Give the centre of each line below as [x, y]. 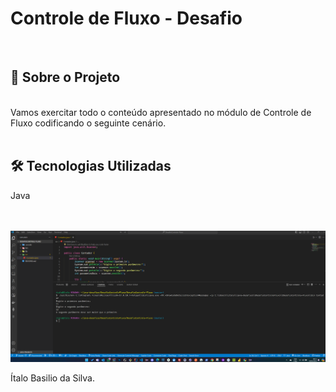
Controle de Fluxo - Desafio [126, 18]
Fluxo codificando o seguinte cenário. [88, 123]
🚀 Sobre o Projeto [65, 77]
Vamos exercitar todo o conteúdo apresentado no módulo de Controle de [161, 112]
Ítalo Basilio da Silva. [53, 378]
